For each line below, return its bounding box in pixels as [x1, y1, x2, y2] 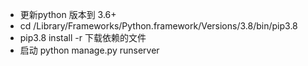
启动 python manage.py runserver [19, 44, 160, 56]
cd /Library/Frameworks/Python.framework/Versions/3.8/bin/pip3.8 [19, 20, 298, 32]
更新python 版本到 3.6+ [19, 9, 117, 20]
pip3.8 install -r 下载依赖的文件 [19, 32, 147, 43]
